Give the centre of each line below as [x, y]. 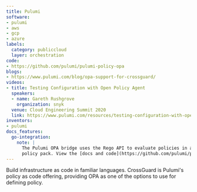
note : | [26, 142]
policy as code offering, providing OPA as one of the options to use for [91, 176]
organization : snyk [40, 104]
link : [18, 115]
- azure [16, 39]
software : [18, 17]
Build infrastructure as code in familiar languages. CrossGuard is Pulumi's [95, 170]
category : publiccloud [39, 50]
